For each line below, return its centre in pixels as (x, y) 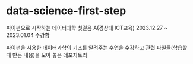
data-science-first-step (66, 11)
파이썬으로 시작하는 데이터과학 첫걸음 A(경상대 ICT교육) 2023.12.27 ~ (87, 28)
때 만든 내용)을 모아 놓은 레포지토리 (47, 55)
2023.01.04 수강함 (28, 35)
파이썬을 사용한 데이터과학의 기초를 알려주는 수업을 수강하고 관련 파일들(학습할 (97, 48)
